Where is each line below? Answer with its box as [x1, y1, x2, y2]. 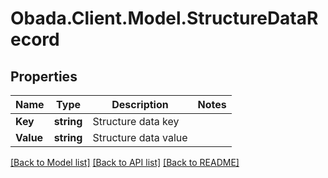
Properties [10, 68, 78, 85]
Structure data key [92, 115, 180, 128]
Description [111, 98, 169, 111]
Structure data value [92, 131, 188, 144]
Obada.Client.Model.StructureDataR [10, 7, 319, 30]
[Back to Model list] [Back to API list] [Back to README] [10, 157, 240, 168]
